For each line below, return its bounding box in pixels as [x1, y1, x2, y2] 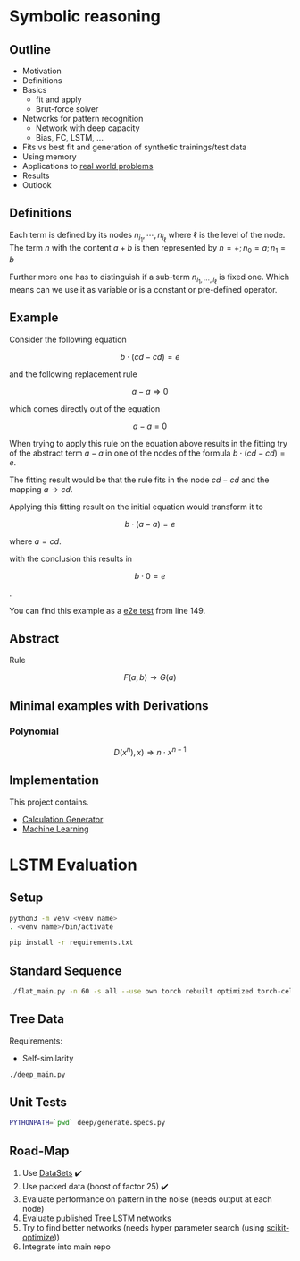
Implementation [9, 772, 100, 788]
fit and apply [35, 94, 82, 105]
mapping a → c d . [9, 483, 73, 494]
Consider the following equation [9, 334, 127, 345]
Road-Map [9, 1143, 70, 1158]
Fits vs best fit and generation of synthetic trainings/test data [21, 141, 247, 152]
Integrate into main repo [21, 1241, 112, 1252]
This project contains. [9, 797, 89, 807]
